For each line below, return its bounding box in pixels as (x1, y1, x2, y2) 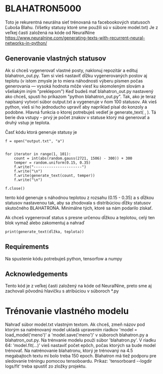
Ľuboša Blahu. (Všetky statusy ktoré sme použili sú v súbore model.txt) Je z (5, 24, 158, 30)
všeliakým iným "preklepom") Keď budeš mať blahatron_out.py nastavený (5, 88, 154, 94)
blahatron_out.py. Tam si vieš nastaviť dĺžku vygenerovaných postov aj (5, 72, 148, 79)
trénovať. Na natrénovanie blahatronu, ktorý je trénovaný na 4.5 (5, 347, 133, 354)
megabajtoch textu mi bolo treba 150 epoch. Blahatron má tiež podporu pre (5, 353, 157, 359)
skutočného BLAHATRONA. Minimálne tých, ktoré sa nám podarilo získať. (5, 205, 153, 211)
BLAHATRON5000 (5, 3, 82, 14)
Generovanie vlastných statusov (5, 55, 106, 63)
